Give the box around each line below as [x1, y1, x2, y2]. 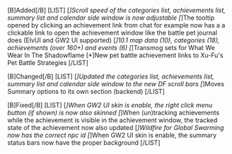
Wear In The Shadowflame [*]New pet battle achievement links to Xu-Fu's [7, 51, 224, 59]
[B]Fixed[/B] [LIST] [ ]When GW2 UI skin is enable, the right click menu [7, 101, 213, 109]
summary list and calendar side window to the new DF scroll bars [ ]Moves [7, 80, 225, 88]
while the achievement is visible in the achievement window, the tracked [7, 116, 218, 124]
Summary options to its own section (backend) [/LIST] [7, 88, 165, 95]
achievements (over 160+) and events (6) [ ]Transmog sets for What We [7, 44, 216, 52]
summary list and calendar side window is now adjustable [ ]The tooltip [7, 13, 215, 22]
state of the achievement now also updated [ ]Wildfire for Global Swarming [7, 124, 224, 131]
